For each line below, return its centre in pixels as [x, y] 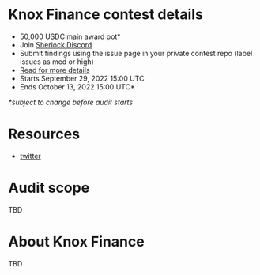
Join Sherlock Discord [56, 44]
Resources [44, 134]
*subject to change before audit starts [70, 102]
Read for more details [55, 70]
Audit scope [49, 188]
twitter [30, 156]
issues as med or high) [57, 62]
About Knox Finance [76, 242]
